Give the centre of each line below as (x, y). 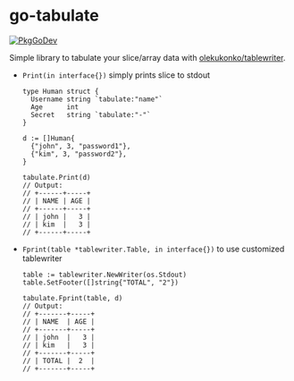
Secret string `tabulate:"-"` (91, 114)
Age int (55, 107)
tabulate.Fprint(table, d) (72, 298)
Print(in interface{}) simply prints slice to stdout (116, 75)
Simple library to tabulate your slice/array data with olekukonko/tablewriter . (147, 57)
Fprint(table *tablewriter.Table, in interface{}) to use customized (153, 249)
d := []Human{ (48, 138)
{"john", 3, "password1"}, (81, 146)
